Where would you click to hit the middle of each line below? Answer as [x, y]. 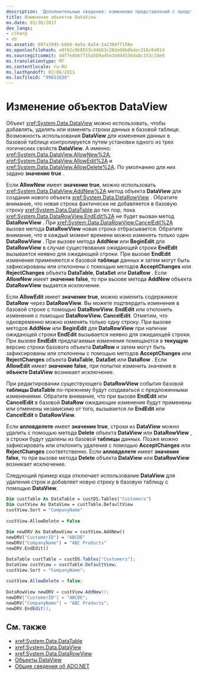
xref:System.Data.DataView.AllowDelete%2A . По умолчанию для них [91, 167]
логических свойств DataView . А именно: [59, 148]
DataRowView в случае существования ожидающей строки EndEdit [92, 248]
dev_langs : [19, 28]
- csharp [17, 34]
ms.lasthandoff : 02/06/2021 [41, 72]
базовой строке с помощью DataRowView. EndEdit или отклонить [89, 309]
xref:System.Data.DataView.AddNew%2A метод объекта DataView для [94, 191]
